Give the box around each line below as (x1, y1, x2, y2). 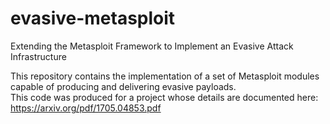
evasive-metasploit (10, 7, 176, 30)
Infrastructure (10, 50, 67, 62)
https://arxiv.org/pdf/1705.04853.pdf (10, 102, 162, 114)
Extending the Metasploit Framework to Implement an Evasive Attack (10, 40, 294, 52)
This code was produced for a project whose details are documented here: (10, 91, 319, 103)
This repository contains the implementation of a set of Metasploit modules (10, 70, 320, 82)
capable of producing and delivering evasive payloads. (10, 80, 237, 92)
